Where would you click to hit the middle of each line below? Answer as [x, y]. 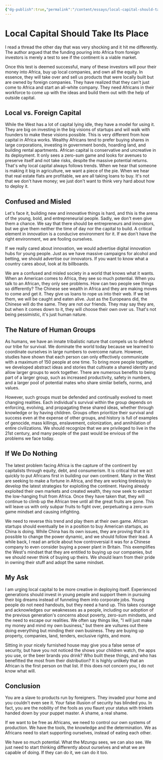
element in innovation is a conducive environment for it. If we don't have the [81, 234]
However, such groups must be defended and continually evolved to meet [79, 397]
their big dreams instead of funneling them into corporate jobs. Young [75, 599]
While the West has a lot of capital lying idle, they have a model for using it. [80, 125]
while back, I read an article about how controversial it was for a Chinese [78, 542]
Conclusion [23, 686]
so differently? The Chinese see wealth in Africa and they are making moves [81, 289]
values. [12, 388]
